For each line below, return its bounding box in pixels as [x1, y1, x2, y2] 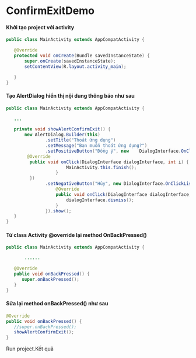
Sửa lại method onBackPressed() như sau [6, 300, 108, 307]
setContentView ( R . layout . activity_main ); [24, 63, 127, 70]
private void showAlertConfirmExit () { [13, 126, 111, 132]
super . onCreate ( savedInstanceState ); [24, 58, 116, 64]
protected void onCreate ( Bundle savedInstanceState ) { [13, 53, 150, 59]
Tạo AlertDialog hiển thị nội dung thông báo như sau [6, 92, 135, 99]
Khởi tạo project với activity [6, 23, 75, 30]
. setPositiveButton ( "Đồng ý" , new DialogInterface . [45, 148, 181, 154]
